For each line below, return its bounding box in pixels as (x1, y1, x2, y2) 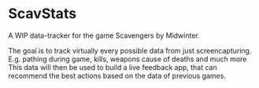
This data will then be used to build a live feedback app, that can (8, 62, 218, 71)
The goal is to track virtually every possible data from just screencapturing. (8, 46, 252, 55)
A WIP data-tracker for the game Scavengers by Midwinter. (8, 31, 201, 40)
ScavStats (8, 5, 77, 23)
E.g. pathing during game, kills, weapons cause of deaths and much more (8, 54, 247, 64)
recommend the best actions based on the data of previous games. (8, 71, 227, 80)
